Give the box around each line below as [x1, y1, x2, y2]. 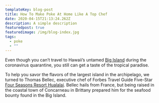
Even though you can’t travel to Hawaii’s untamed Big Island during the [5, 57, 147, 62]
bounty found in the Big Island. [5, 92, 67, 98]
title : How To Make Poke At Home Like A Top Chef [5, 12, 108, 17]
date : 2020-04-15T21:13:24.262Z [5, 16, 71, 21]
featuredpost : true [5, 25, 45, 30]
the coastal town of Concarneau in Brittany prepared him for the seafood [5, 87, 151, 93]
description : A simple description [5, 21, 77, 26]
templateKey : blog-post [5, 7, 53, 12]
